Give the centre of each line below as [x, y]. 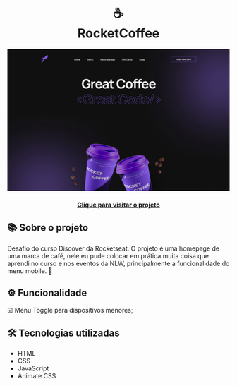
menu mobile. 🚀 [30, 271]
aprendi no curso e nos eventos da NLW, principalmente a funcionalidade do [119, 263]
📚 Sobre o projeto [48, 228]
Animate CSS [37, 376]
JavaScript [33, 368]
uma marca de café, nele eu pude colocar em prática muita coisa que [108, 255]
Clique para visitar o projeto [119, 205]
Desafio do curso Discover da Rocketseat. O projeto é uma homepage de [114, 248]
